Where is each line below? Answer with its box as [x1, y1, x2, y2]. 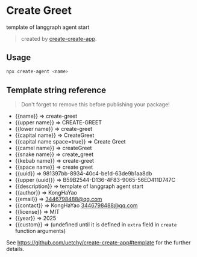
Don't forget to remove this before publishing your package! [20, 101, 170, 108]
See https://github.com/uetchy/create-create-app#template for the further [6, 239, 191, 246]
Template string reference [6, 85, 107, 95]
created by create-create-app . [20, 35, 97, 42]
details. [6, 246, 25, 253]
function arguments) [14, 228, 66, 235]
